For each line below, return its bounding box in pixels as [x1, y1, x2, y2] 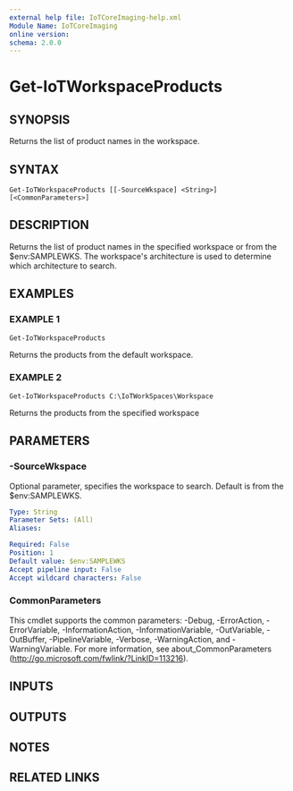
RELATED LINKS [9, 770, 100, 786]
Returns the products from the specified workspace [9, 407, 199, 418]
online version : [9, 30, 70, 38]
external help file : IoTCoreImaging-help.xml [9, 13, 181, 22]
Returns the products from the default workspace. [9, 349, 194, 360]
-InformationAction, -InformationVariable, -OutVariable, [62, 624, 265, 635]
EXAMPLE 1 [9, 313, 61, 326]
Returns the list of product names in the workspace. [9, 136, 200, 147]
